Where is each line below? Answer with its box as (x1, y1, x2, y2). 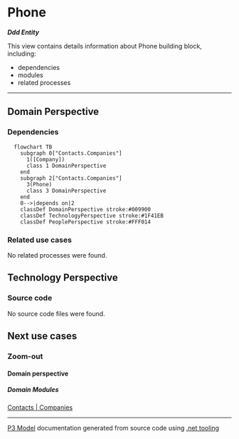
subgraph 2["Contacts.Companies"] (20, 174, 122, 182)
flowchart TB (14, 143, 53, 151)
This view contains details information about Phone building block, (7, 41, 203, 50)
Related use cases (7, 235, 73, 245)
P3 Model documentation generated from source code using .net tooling (7, 424, 219, 433)
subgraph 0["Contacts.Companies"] (20, 149, 122, 157)
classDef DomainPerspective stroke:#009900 (20, 206, 152, 213)
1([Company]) (26, 156, 65, 163)
